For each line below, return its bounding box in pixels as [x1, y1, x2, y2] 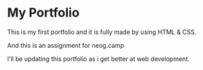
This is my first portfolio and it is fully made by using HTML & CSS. [7, 28, 197, 36]
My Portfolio [7, 5, 80, 21]
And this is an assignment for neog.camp [7, 41, 125, 49]
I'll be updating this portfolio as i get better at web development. [7, 54, 190, 63]
